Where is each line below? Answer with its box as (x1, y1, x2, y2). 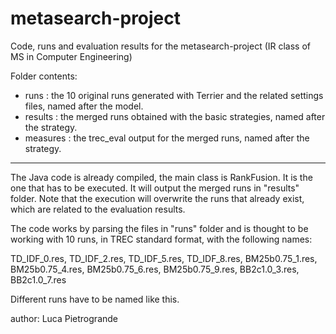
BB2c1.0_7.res (10, 273, 67, 286)
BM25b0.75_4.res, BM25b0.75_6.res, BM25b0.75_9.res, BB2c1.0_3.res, (10, 263, 300, 275)
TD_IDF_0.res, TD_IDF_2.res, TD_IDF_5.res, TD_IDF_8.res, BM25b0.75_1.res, (10, 252, 318, 264)
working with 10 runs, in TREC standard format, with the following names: (10, 233, 313, 245)
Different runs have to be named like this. (10, 293, 180, 305)
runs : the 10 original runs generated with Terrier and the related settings (24, 89, 324, 101)
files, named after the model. (24, 100, 144, 112)
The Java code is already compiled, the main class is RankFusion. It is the (10, 171, 313, 183)
